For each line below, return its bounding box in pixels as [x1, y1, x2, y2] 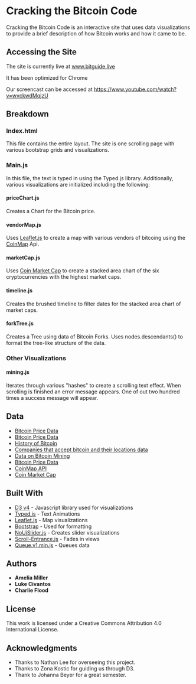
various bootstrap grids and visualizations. [6, 146, 110, 154]
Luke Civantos [14, 581, 51, 588]
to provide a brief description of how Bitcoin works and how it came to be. [6, 30, 187, 37]
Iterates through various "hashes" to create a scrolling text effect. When [6, 382, 181, 389]
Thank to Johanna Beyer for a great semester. [14, 671, 127, 678]
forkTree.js [6, 320, 34, 327]
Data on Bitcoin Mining [14, 452, 70, 459]
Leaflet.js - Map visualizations [14, 516, 88, 523]
